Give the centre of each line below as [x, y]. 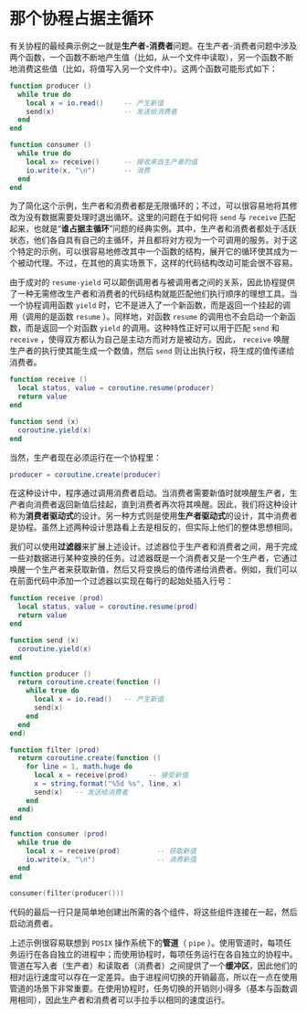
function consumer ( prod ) [58, 834]
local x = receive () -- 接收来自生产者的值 [112, 162]
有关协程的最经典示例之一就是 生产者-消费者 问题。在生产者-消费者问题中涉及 [153, 46]
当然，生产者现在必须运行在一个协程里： [85, 457]
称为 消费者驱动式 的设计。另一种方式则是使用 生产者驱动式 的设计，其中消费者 [153, 516]
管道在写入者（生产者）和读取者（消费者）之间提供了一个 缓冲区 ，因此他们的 [153, 966]
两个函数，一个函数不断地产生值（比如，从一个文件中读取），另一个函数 [143, 57]
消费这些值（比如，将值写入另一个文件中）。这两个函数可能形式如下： [147, 69]
